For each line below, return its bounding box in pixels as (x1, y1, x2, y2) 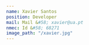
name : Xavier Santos (6, 8, 58, 15)
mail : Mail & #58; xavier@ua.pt (6, 19, 84, 25)
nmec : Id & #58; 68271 (6, 25, 60, 31)
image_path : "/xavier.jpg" (6, 30, 73, 36)
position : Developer (6, 14, 58, 20)
